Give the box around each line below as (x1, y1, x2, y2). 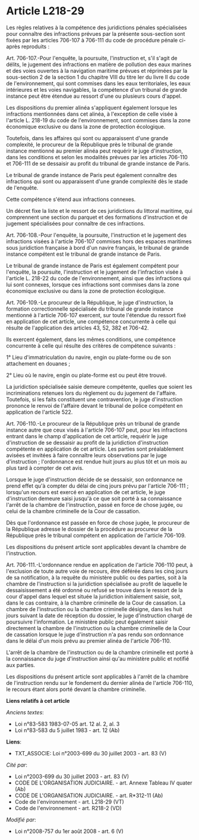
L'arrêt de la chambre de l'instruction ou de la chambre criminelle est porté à (6, 649, 194, 656)
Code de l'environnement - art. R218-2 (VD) (14, 804, 122, 811)
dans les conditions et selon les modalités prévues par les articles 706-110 (6, 153, 188, 160)
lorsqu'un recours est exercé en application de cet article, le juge (6, 488, 165, 495)
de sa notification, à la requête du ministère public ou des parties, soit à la (6, 574, 187, 581)
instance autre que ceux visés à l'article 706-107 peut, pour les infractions (6, 426, 188, 433)
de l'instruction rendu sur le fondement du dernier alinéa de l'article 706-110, (6, 679, 194, 686)
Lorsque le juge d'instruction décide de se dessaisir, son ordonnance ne (6, 476, 183, 483)
